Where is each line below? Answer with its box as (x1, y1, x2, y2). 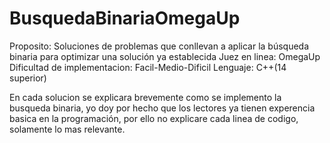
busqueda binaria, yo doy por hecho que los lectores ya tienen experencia (9, 102, 316, 114)
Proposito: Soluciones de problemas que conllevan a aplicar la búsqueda (9, 40, 310, 52)
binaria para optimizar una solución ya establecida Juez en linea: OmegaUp (9, 50, 321, 62)
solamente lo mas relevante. (9, 123, 126, 135)
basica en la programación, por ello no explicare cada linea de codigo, (9, 112, 299, 124)
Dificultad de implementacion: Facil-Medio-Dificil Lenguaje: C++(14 (9, 61, 287, 73)
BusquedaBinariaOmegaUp (9, 7, 241, 30)
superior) (9, 72, 47, 84)
